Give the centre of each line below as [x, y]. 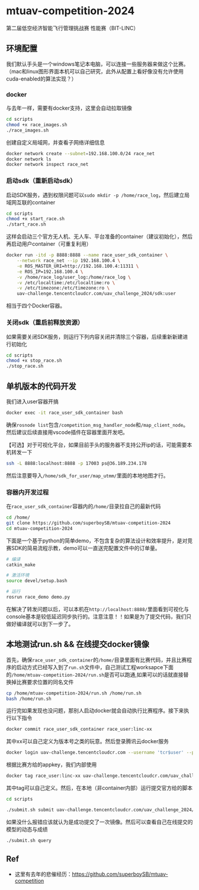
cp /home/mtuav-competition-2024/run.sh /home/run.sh [74, 693]
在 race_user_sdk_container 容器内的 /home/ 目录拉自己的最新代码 [84, 506]
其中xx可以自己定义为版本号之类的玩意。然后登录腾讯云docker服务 [88, 741]
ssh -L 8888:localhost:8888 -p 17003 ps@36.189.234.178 [76, 463]
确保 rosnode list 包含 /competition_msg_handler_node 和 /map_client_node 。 [97, 425]
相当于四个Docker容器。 [36, 306]
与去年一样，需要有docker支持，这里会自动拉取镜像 [69, 108]
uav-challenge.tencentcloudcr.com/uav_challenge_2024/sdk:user [97, 294]
